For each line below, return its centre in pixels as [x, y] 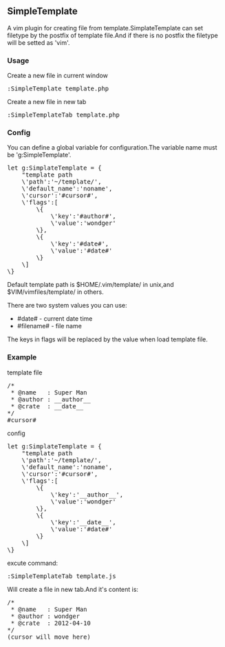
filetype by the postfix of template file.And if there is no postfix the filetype [112, 35]
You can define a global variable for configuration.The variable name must [112, 148]
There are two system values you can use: [67, 306]
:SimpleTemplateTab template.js [62, 576]
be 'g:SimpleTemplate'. [39, 155]
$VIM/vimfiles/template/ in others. [56, 292]
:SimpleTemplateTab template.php [64, 115]
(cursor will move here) [49, 637]
